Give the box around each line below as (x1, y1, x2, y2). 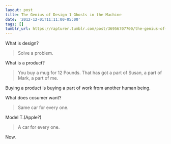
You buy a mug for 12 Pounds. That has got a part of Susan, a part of (17, 69, 162, 76)
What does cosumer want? (5, 95, 62, 101)
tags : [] (5, 21, 24, 27)
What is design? (5, 40, 39, 46)
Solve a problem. (17, 50, 53, 56)
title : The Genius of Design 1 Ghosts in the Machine (5, 12, 122, 17)
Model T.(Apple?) (5, 115, 42, 121)
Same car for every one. (17, 104, 69, 111)
